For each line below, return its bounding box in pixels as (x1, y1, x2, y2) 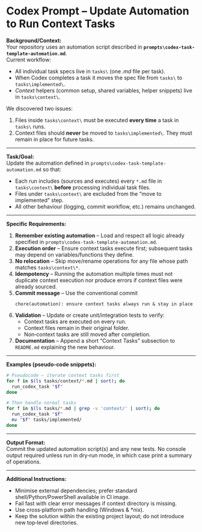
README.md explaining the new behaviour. (14, 343, 115, 350)
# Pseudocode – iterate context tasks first (6, 372, 120, 378)
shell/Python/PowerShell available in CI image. (14, 493, 130, 500)
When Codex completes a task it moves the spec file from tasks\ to (14, 74, 182, 81)
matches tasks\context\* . (14, 263, 80, 271)
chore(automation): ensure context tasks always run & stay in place (14, 301, 194, 307)
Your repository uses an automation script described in (6, 43, 142, 50)
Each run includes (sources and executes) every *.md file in (14, 177, 162, 185)
